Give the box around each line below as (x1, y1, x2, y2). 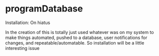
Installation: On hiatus (5, 19, 50, 25)
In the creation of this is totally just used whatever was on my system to (5, 29, 154, 35)
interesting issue (5, 45, 40, 51)
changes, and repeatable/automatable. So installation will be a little (5, 39, 145, 45)
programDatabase (5, 3, 83, 14)
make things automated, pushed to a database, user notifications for (5, 34, 147, 40)
